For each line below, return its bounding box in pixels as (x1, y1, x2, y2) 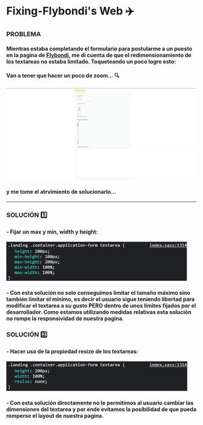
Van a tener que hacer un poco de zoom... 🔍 (6, 72, 120, 79)
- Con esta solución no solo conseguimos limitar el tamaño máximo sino (6, 289, 190, 296)
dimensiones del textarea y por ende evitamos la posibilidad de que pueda (6, 406, 197, 413)
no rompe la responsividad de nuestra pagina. (6, 315, 124, 322)
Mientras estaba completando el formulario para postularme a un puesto (6, 45, 192, 52)
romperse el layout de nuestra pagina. (6, 412, 104, 419)
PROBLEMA (6, 30, 41, 39)
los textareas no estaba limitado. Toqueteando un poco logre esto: (6, 58, 176, 65)
